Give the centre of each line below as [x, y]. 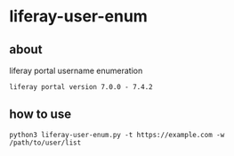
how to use [40, 115]
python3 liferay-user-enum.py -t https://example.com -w [117, 135]
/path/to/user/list [45, 143]
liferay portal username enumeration [76, 70]
